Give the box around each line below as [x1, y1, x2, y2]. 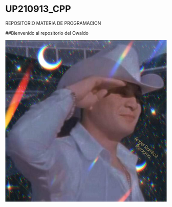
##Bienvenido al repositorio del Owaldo [5, 30, 89, 36]
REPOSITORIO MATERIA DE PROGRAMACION [5, 20, 101, 26]
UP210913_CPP [5, 3, 71, 15]
